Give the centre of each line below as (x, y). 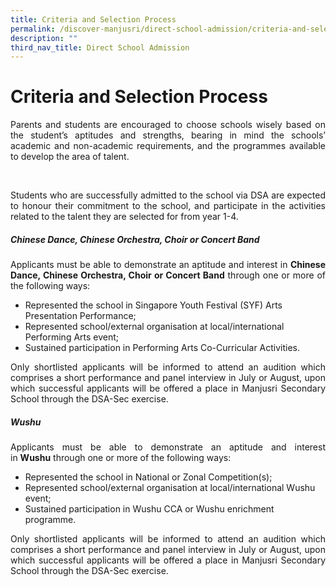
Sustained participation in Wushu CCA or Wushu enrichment (149, 509)
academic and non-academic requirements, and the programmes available (168, 146)
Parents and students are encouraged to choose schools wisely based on (168, 125)
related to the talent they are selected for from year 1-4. (124, 217)
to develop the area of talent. (70, 157)
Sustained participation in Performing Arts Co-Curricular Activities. (162, 348)
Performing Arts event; (72, 337)
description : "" (44, 38)
